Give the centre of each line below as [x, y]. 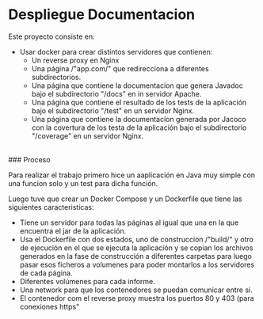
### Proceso [29, 159]
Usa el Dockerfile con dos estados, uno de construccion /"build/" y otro [136, 239]
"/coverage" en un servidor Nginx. [88, 135]
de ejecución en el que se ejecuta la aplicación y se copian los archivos [136, 248]
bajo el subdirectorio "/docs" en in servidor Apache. [116, 93]
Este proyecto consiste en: [51, 36]
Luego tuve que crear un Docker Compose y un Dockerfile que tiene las [126, 199]
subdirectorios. [56, 77]
